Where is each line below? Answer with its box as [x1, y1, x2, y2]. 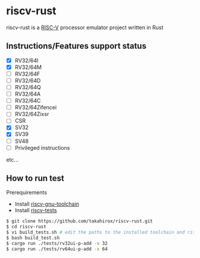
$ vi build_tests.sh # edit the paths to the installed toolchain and [6, 229, 185, 235]
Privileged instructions [14, 144, 70, 151]
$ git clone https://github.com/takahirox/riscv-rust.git [6, 218, 153, 224]
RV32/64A [14, 90, 40, 97]
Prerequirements [6, 189, 48, 196]
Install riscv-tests [14, 207, 57, 214]
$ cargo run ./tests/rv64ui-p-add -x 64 [6, 246, 108, 252]
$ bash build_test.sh [6, 235, 60, 241]
